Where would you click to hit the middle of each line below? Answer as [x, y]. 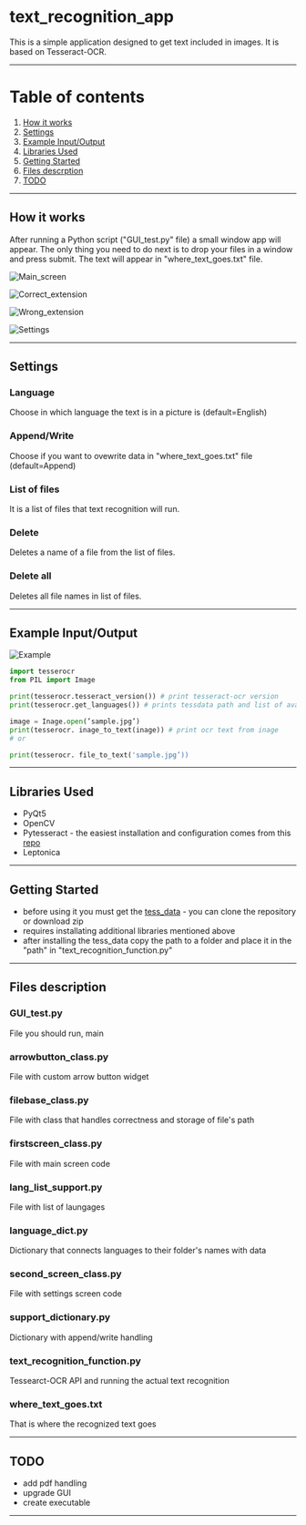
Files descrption [53, 170]
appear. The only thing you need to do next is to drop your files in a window [151, 249]
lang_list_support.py [56, 1187]
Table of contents [77, 97]
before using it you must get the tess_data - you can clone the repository [159, 911]
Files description [58, 987]
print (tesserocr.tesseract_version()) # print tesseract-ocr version [144, 697]
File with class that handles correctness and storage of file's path [132, 1120]
